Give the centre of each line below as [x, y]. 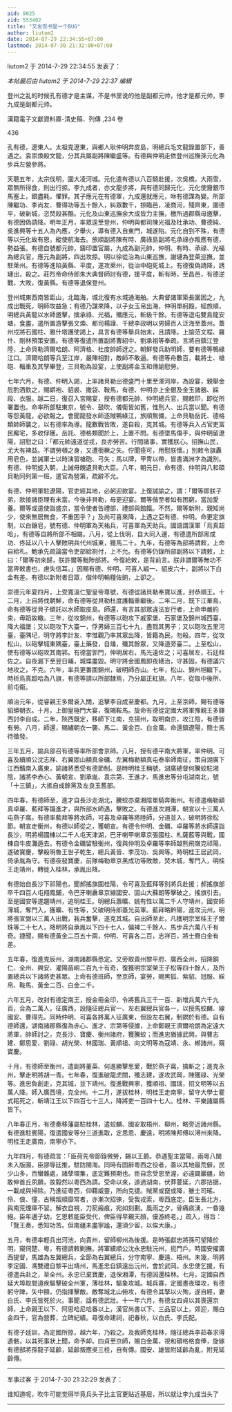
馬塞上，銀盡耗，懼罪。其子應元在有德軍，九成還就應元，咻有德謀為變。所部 [116, 196]
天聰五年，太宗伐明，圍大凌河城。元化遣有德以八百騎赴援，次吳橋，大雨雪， [116, 179]
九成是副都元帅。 [31, 104]
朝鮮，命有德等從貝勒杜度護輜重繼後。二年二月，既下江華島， [137, 601]
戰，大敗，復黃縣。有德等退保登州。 [59, 283]
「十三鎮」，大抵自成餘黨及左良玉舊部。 [63, 785]
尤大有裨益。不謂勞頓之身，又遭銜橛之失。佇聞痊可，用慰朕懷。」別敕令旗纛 [115, 450]
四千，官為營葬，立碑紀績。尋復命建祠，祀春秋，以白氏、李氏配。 [107, 1318]
